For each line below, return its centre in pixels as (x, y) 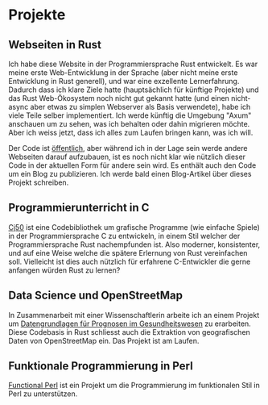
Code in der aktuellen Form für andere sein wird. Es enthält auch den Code (132, 165)
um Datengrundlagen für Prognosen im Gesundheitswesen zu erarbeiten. (130, 324)
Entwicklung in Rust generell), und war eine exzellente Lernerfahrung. (124, 81)
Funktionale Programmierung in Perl (101, 366)
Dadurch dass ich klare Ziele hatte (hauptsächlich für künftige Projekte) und (134, 90)
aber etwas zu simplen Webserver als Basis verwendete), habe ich (140, 107)
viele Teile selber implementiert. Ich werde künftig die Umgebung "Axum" (130, 115)
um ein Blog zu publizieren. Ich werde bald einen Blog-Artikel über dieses (130, 174)
